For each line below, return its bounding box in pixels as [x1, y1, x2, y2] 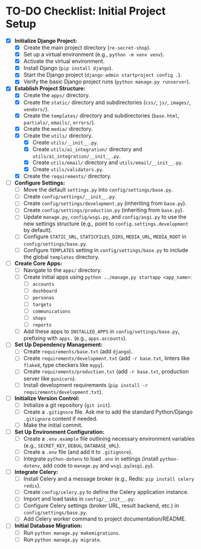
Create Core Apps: [14, 259, 63, 267]
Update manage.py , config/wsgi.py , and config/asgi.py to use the [23, 213, 187, 221]
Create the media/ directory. [23, 125, 93, 132]
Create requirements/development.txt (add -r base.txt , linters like [23, 355, 190, 362]
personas [32, 294, 55, 300]
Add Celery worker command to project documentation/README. [23, 515, 187, 522]
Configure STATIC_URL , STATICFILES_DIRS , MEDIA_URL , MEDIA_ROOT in [23, 233, 187, 240]
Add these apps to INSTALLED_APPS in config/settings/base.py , [23, 328, 180, 335]
